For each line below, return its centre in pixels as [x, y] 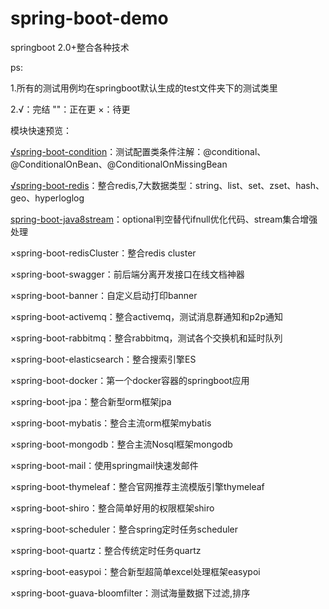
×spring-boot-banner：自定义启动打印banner [104, 295]
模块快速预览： [41, 130]
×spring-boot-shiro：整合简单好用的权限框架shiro [112, 508]
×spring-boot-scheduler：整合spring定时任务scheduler [124, 529]
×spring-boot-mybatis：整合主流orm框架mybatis [111, 423]
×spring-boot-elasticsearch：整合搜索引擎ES [103, 359]
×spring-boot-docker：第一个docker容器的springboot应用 [130, 380]
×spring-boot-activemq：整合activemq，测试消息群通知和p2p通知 [146, 316]
